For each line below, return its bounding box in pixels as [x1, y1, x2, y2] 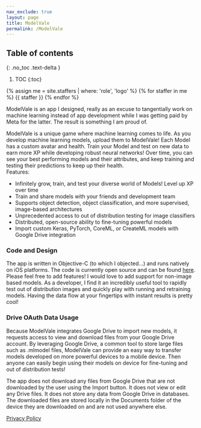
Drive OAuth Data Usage [6, 313, 79, 322]
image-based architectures [14, 206, 82, 213]
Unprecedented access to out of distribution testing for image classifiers [14, 212, 196, 219]
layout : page [6, 14, 39, 20]
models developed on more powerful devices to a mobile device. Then [6, 353, 181, 360]
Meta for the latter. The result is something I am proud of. [6, 118, 148, 125]
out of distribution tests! [6, 365, 66, 373]
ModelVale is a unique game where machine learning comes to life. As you [6, 130, 191, 137]
